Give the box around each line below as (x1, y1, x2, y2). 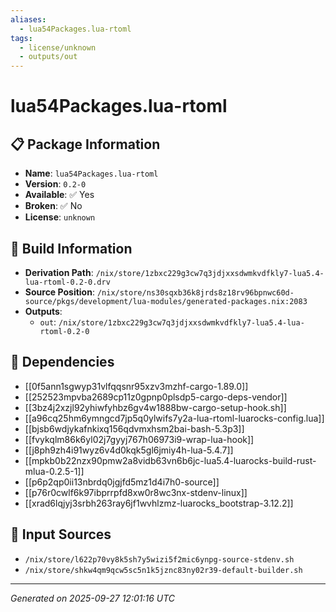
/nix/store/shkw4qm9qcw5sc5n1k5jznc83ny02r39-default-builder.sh (24, 565, 303, 575)
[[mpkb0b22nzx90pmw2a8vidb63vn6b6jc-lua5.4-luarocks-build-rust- (24, 454, 317, 466)
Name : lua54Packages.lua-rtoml (24, 167, 159, 180)
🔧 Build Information (10, 240, 133, 257)
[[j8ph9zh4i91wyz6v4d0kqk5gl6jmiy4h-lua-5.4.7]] (24, 444, 234, 456)
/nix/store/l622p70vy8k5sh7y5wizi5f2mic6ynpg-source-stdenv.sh (24, 554, 295, 565)
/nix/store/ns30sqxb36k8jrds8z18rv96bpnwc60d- (96, 287, 295, 298)
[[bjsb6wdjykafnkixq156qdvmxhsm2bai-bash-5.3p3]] (24, 422, 245, 435)
